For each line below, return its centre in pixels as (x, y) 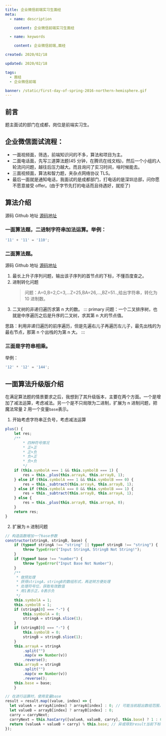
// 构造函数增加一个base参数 (31, 536)
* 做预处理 (26, 577)
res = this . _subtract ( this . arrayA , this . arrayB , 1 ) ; (78, 484)
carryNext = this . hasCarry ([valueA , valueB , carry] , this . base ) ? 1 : (84, 719)
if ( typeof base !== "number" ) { (48, 559)
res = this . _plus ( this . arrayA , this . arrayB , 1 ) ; (74, 475)
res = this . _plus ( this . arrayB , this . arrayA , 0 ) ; (74, 503)
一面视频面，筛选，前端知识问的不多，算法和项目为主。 (68, 154)
